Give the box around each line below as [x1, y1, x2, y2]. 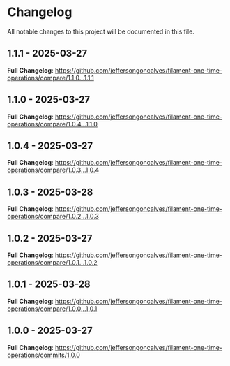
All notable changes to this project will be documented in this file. [7, 27, 195, 36]
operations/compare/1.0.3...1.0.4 [7, 166, 100, 175]
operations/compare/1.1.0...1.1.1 [7, 73, 94, 82]
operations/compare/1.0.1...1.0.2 [7, 258, 98, 266]
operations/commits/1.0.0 [7, 351, 80, 359]
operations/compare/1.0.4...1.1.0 [7, 119, 98, 128]
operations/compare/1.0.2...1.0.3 [7, 212, 100, 221]
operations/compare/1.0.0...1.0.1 [7, 305, 98, 313]
